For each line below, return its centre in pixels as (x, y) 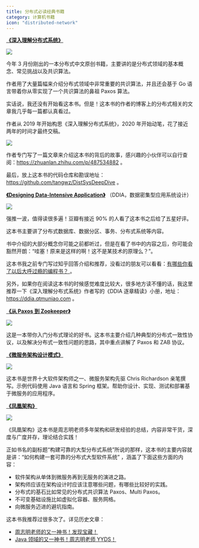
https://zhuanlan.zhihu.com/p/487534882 (68, 162)
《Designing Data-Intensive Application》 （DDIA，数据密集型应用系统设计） (99, 195)
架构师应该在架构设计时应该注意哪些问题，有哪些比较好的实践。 (92, 485)
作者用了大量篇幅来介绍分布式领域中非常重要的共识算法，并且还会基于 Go (96, 84)
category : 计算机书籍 (31, 17)
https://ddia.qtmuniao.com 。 (42, 299)
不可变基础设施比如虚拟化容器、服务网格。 (67, 499)
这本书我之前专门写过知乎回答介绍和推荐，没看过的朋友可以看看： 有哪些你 (97, 264)
